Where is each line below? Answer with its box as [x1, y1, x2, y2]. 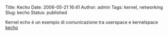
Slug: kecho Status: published [5, 9, 67, 15]
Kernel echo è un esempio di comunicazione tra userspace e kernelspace [5, 19, 158, 25]
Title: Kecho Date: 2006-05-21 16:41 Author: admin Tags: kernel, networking [5, 4, 163, 10]
